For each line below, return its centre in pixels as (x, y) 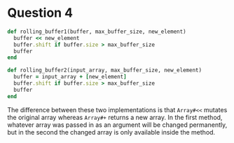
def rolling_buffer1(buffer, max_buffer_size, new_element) (97, 32)
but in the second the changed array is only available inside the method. (111, 132)
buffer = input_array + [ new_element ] (70, 77)
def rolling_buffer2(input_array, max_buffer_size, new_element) (104, 70)
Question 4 (40, 13)
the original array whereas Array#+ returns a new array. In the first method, (115, 117)
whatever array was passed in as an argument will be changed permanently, (117, 125)
